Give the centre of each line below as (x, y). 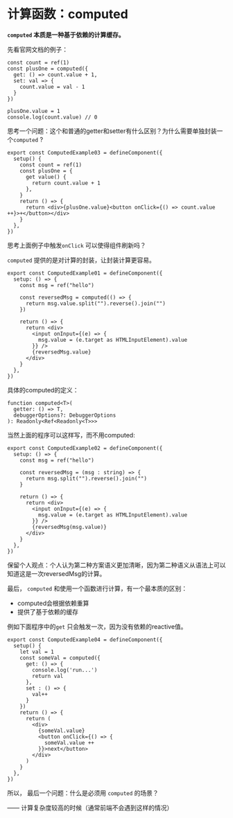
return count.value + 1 (66, 183)
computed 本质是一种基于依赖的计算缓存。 (66, 35)
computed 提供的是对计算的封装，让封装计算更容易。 (81, 260)
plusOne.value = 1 (34, 111)
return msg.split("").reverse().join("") (86, 478)
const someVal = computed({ (60, 658)
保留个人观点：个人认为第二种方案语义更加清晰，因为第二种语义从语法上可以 (116, 565)
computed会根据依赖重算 (53, 603)
